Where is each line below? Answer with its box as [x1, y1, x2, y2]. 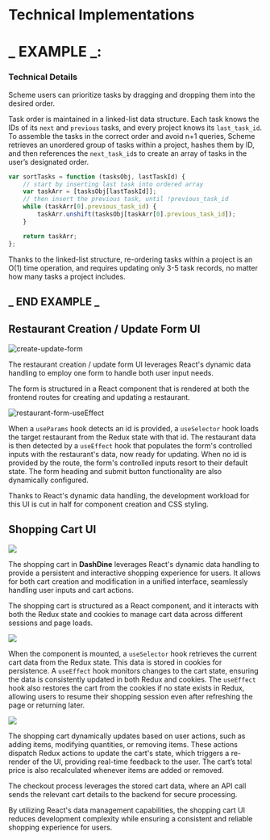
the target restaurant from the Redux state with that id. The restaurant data [8, 432, 256, 442]
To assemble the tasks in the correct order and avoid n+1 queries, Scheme [8, 131, 255, 141]
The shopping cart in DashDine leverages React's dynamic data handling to [8, 559, 260, 569]
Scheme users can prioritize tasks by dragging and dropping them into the [8, 90, 255, 99]
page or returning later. [8, 700, 85, 710]
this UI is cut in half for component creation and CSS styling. [8, 499, 210, 509]
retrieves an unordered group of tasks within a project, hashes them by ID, [8, 140, 255, 149]
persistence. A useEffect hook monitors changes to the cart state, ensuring [8, 666, 260, 675]
